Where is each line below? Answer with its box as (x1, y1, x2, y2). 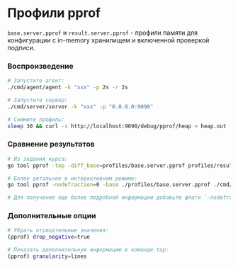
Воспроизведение (7, 61, 74, 71)
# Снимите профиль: (7, 115, 65, 123)
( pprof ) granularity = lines (7, 253, 87, 260)
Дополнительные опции (7, 211, 96, 221)
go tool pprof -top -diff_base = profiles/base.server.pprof (7, 161, 186, 169)
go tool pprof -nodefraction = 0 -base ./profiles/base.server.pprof (7, 181, 211, 188)
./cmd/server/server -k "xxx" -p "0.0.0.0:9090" (7, 103, 154, 110)
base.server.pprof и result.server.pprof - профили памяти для (7, 28, 198, 37)
